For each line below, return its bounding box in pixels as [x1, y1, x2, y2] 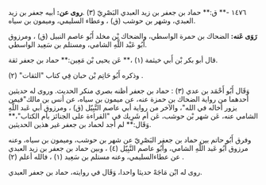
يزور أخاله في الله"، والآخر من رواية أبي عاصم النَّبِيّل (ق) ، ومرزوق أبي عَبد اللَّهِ [8, 103, 237, 112]
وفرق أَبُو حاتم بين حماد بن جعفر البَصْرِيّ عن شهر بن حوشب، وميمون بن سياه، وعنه [8, 135, 252, 145]
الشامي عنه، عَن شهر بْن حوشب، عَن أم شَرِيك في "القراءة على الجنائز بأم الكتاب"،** [8, 111, 258, 121]
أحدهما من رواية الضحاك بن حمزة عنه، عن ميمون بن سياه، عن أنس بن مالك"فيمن [8, 94, 249, 103]
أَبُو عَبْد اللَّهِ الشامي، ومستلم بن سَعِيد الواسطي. [8, 40, 148, 49]
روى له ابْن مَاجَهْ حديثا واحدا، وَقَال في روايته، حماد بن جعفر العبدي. [8, 168, 202, 176]
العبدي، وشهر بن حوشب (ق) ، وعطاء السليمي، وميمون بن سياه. [8, 16, 196, 25]
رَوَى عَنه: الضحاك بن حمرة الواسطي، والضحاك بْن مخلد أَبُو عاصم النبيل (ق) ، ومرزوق [8, 32, 258, 40]
